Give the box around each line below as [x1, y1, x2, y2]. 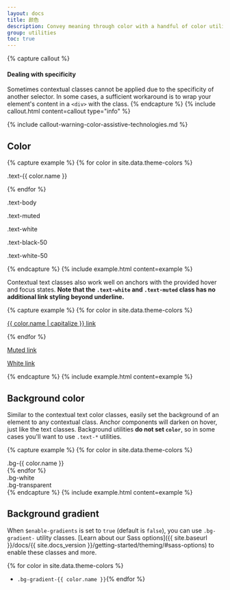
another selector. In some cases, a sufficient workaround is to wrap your [7, 93, 212, 101]
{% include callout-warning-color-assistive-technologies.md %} [7, 121, 188, 129]
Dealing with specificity [7, 70, 77, 78]
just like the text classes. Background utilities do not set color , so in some [7, 425, 216, 433]
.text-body [7, 198, 37, 206]
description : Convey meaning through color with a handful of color [7, 23, 207, 29]
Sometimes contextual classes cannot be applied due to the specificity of [7, 85, 214, 93]
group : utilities [7, 29, 57, 36]
